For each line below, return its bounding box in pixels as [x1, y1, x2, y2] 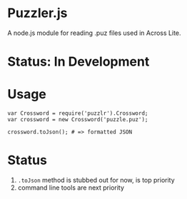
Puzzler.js [7, 5, 68, 21]
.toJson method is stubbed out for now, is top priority [17, 176, 175, 184]
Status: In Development [7, 53, 150, 70]
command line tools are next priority [17, 183, 125, 192]
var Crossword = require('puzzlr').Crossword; [7, 110, 148, 117]
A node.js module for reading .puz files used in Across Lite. [7, 29, 181, 37]
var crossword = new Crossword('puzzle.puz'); [7, 116, 148, 123]
